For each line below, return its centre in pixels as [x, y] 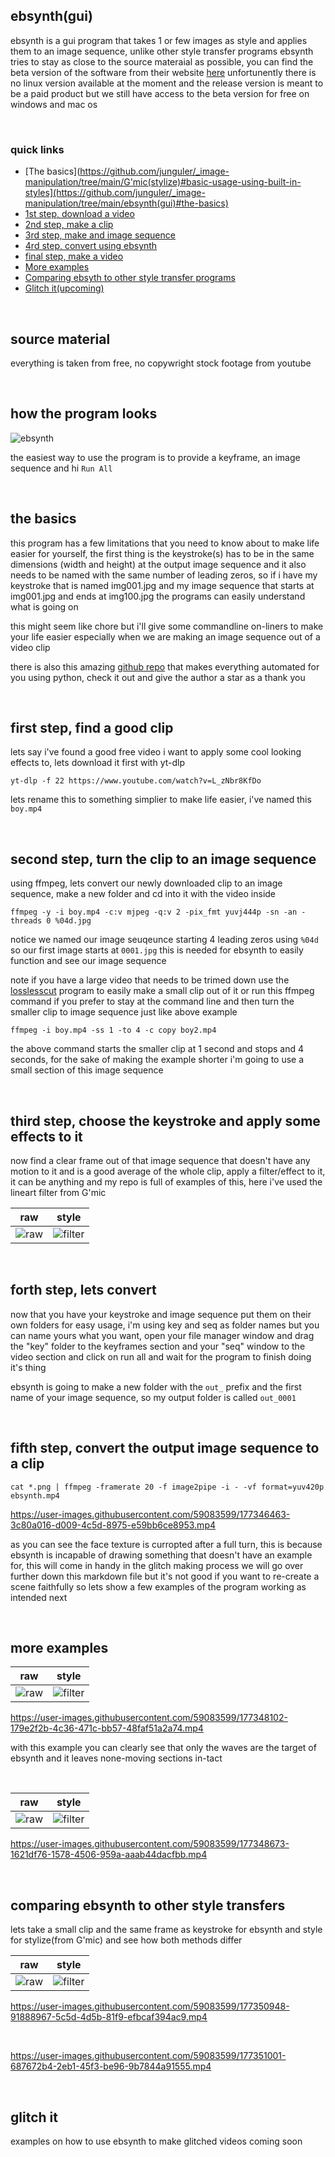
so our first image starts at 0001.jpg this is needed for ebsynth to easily [157, 950]
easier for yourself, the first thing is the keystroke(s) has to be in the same [162, 553]
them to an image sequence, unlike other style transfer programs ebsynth [162, 51]
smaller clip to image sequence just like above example [124, 1012]
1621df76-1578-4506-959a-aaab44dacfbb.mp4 [109, 1855]
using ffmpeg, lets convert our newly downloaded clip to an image [146, 883]
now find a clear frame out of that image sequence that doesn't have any [160, 1160]
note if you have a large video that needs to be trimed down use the [150, 980]
